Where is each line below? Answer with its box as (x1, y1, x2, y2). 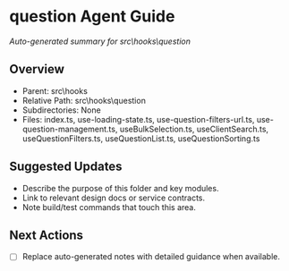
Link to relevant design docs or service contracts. (21, 192, 206, 203)
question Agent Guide (9, 6, 175, 27)
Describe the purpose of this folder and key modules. (21, 182, 219, 193)
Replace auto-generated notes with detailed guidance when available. (21, 251, 280, 262)
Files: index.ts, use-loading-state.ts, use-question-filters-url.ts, (21, 114, 255, 124)
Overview (9, 62, 65, 77)
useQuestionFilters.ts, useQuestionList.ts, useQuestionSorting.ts (21, 132, 260, 144)
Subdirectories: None (21, 105, 101, 115)
